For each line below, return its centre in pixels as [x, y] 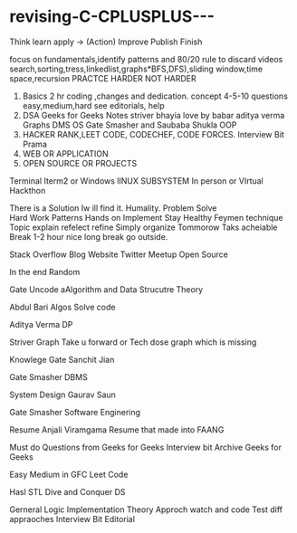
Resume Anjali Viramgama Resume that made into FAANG [117, 429]
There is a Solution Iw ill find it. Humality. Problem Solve [113, 208]
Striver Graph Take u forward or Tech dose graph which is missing [133, 342]
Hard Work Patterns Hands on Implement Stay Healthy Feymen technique [146, 217]
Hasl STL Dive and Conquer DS [67, 491]
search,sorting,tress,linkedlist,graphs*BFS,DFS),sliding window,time [136, 69]
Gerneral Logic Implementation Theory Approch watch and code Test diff [146, 509]
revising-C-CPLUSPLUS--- [112, 17]
